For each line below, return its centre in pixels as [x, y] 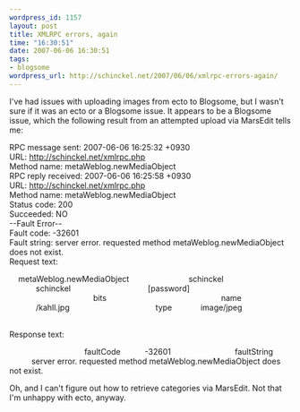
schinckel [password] [113, 288]
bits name [167, 297]
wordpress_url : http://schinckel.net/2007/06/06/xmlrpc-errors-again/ [144, 76]
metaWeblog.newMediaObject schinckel [120, 279]
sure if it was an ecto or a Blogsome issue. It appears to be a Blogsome [140, 111]
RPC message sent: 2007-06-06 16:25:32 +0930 [100, 147]
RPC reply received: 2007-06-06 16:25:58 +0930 [100, 176]
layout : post [34, 26]
